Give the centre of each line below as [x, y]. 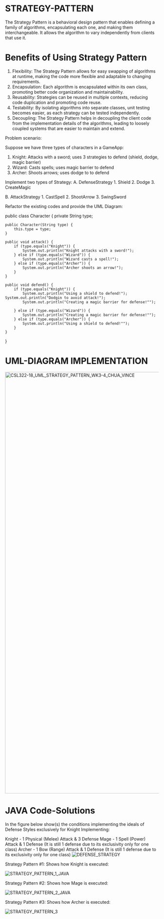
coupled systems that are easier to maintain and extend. [69, 128]
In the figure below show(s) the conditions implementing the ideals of [75, 824]
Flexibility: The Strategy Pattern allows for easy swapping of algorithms [84, 71]
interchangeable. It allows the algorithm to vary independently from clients [80, 32]
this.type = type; [32, 229]
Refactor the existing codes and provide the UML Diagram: [64, 206]
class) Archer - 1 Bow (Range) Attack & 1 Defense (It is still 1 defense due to [81, 849]
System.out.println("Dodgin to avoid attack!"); [55, 298]
